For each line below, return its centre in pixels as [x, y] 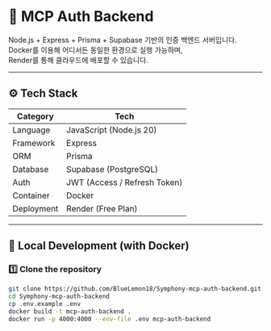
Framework [34, 143]
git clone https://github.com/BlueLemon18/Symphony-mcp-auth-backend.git [135, 289]
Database [31, 169]
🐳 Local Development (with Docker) [99, 246]
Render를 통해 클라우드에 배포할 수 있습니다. [79, 60]
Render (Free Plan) [102, 208]
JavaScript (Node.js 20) [111, 130]
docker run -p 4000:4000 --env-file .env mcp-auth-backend [110, 319]
